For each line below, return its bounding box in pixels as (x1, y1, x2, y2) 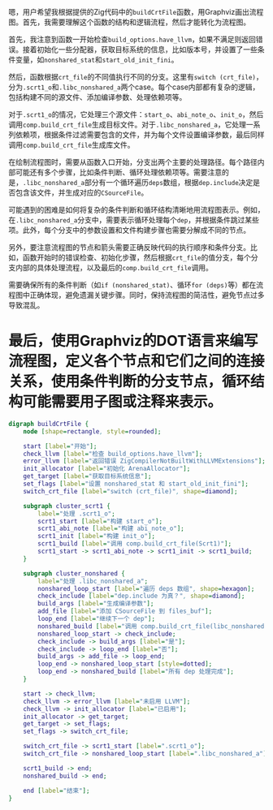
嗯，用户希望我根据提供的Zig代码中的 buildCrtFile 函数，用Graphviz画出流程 (8, 7, 264, 16)
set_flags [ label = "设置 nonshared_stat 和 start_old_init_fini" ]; (23, 480, 249, 489)
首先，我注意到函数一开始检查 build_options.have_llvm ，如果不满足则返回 (8, 35, 256, 44)
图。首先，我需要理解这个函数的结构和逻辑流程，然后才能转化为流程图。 (8, 17, 250, 27)
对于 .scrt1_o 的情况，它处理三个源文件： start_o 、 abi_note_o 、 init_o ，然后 (8, 110, 264, 119)
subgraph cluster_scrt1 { (23, 502, 111, 510)
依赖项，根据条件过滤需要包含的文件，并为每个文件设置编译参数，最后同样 (15, 130, 265, 140)
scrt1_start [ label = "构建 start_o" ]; (37, 517, 163, 525)
